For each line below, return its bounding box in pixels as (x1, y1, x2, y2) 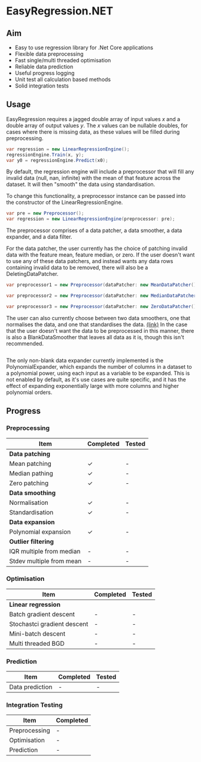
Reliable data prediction (14, 63, 74, 70)
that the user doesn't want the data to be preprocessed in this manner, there (6, 327, 194, 334)
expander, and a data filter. (6, 233, 72, 240)
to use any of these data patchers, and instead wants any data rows (6, 258, 173, 265)
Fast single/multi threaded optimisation (14, 57, 111, 64)
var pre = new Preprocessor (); (6, 210, 84, 216)
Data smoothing (9, 489, 56, 497)
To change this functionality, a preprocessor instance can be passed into (6, 192, 186, 200)
